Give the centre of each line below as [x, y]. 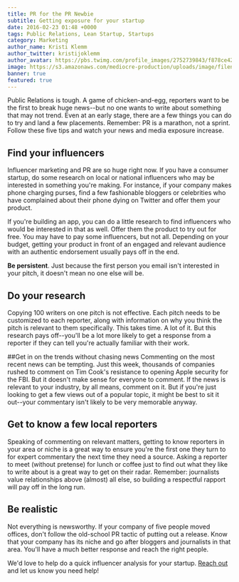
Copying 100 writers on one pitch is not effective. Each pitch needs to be [114, 313]
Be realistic [33, 509]
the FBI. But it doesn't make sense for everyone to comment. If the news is [117, 379]
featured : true [30, 80]
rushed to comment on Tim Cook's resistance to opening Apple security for [118, 372]
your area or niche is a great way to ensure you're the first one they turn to [117, 449]
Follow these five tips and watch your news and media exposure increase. [116, 131]
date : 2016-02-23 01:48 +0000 [52, 27]
